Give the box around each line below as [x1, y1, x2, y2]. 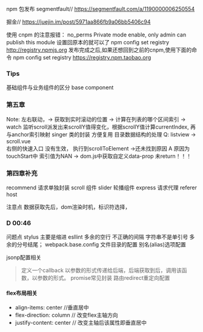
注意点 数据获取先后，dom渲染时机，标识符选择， [6, 203, 131, 211]
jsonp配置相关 [6, 254, 42, 261]
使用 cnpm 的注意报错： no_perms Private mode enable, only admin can [6, 31, 187, 38]
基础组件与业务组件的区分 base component [6, 84, 114, 91]
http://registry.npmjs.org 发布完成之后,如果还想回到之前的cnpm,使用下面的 [6, 46, 192, 53]
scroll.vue [6, 137, 31, 144]
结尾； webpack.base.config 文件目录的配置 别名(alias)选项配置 [27, 241, 187, 248]
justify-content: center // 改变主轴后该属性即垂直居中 [15, 319, 147, 327]
